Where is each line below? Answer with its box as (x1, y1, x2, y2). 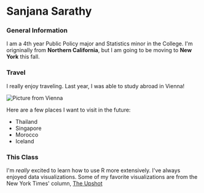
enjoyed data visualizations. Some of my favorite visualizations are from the (6, 173, 198, 181)
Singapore (15, 124, 42, 132)
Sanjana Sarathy (6, 4, 92, 18)
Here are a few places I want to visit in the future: (6, 106, 131, 113)
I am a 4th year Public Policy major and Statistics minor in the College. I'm (6, 40, 193, 47)
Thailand (15, 118, 38, 125)
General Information (6, 26, 68, 35)
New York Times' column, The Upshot (6, 180, 103, 187)
